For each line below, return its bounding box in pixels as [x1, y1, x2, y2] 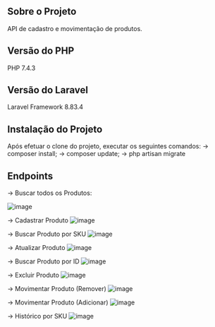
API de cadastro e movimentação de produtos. [7, 24, 142, 32]
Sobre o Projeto [7, 6, 77, 18]
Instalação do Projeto [7, 123, 103, 135]
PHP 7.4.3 [7, 64, 36, 72]
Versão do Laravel [7, 84, 88, 96]
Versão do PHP [7, 45, 75, 57]
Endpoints [7, 170, 54, 182]
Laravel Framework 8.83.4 [7, 102, 83, 112]
